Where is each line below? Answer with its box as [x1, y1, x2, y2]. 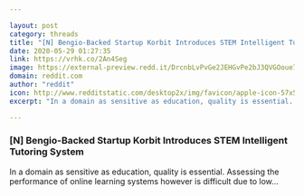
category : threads [9, 29, 79, 39]
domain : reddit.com [9, 71, 83, 81]
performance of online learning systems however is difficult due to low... [9, 175, 279, 186]
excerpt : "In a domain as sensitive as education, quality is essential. [9, 97, 294, 106]
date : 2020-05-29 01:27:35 [9, 46, 111, 55]
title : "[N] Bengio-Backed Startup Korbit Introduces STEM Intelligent [9, 38, 285, 47]
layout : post [9, 21, 59, 30]
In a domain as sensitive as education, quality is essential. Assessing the [9, 166, 280, 177]
